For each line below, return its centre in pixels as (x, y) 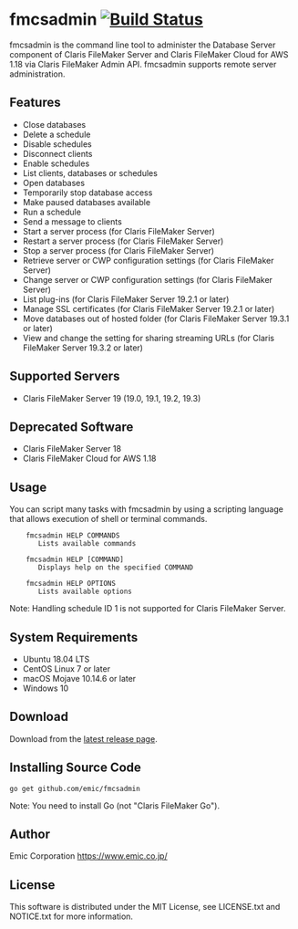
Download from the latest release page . (83, 738)
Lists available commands (87, 544)
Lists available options (85, 592)
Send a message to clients (72, 221)
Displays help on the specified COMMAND (116, 568)
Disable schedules (57, 144)
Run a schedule (52, 212)
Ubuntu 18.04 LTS (56, 659)
